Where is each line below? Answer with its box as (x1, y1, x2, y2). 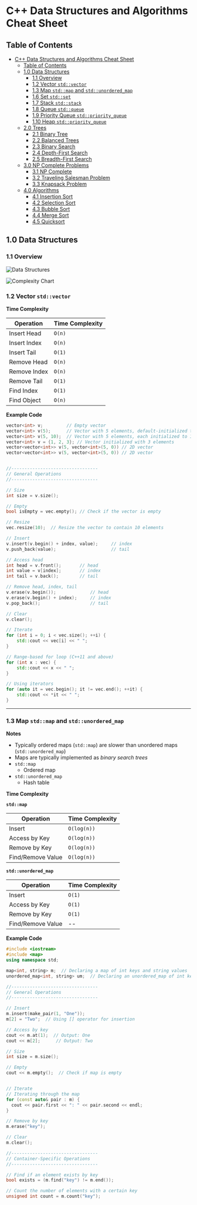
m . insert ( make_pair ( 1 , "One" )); (6, 1011, 85, 1017)
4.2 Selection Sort (32, 199, 76, 206)
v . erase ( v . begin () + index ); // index (6, 595, 111, 601)
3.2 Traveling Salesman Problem (32, 175, 110, 181)
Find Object (9, 396, 41, 404)
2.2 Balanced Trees (32, 137, 79, 143)
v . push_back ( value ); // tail (6, 546, 130, 552)
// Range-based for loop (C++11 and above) (6, 654, 114, 660)
